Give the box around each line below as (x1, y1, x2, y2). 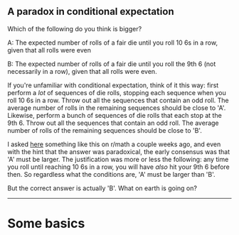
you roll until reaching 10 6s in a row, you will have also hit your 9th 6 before (7, 163, 230, 171)
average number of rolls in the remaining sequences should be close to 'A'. (7, 103, 226, 112)
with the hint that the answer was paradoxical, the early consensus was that (7, 147, 230, 155)
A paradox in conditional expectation (7, 6, 174, 18)
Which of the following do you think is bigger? (7, 24, 142, 33)
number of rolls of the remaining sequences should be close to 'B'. (7, 126, 203, 134)
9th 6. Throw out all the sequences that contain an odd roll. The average (7, 119, 219, 127)
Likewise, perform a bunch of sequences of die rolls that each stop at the (7, 111, 222, 119)
